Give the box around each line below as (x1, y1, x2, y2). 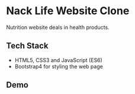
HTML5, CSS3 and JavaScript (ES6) (14, 56, 102, 63)
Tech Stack (6, 41, 49, 51)
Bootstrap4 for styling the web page (14, 63, 104, 70)
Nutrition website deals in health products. (6, 24, 110, 31)
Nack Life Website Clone (6, 4, 130, 18)
